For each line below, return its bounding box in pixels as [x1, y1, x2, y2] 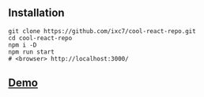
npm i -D [8, 41, 37, 49]
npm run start [8, 47, 55, 56]
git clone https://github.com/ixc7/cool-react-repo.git [8, 27, 196, 35]
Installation [8, 6, 65, 20]
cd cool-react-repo [8, 34, 73, 42]
